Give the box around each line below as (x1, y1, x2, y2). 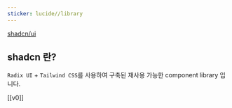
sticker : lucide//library (7, 10, 83, 17)
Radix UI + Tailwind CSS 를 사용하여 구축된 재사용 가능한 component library (7, 71, 219, 79)
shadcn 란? (7, 52, 57, 63)
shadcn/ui (7, 29, 36, 38)
